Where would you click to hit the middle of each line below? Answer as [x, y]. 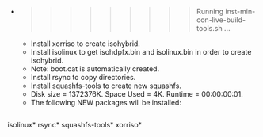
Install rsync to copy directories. [83, 77]
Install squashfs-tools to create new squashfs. [106, 86]
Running [210, 11]
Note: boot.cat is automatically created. [95, 69]
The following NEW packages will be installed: [106, 103]
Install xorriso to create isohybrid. [85, 44]
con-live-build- [221, 20]
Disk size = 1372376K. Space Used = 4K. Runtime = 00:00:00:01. [137, 94]
